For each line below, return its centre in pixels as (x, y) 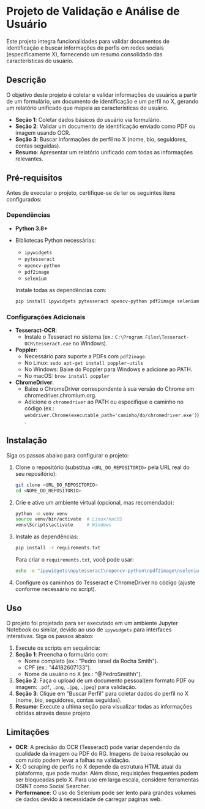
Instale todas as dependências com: (61, 290)
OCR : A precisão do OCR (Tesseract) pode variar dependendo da (98, 747)
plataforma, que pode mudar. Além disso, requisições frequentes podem (106, 773)
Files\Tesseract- (167, 337)
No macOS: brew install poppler (67, 376)
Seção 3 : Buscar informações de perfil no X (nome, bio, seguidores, (101, 139)
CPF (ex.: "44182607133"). (58, 667)
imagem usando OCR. (43, 132)
